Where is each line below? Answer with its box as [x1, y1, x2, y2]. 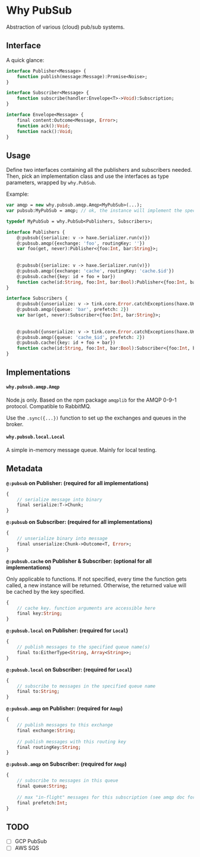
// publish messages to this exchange [17, 722, 113, 728]
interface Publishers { [6, 229, 65, 235]
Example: [6, 190, 29, 198]
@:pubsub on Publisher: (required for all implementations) [6, 479, 149, 486]
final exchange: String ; [17, 727, 76, 733]
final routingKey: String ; [17, 744, 82, 750]
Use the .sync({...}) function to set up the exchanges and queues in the [6, 414, 186, 421]
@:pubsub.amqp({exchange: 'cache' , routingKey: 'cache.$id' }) [17, 268, 174, 274]
